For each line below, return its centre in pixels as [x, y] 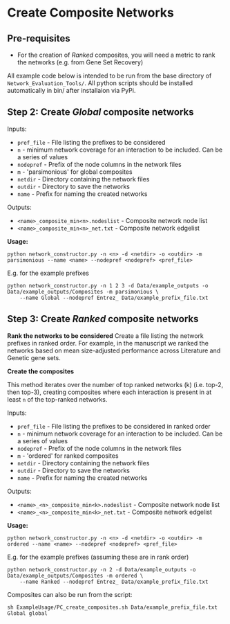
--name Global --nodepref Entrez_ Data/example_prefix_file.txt [114, 298]
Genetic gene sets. [34, 357]
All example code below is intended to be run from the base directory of [109, 75]
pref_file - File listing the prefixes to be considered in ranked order [114, 426]
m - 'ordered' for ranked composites [68, 456]
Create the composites [41, 371]
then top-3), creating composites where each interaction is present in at [109, 392]
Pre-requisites [39, 38]
